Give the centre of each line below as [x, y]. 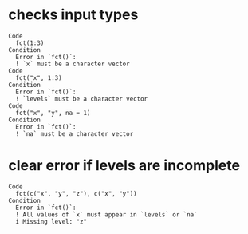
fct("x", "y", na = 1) [53, 113]
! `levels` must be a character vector [82, 99]
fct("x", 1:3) [39, 77]
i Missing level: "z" [51, 221]
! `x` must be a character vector [73, 64]
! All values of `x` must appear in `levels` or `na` [106, 214]
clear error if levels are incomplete [124, 166]
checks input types [73, 15]
